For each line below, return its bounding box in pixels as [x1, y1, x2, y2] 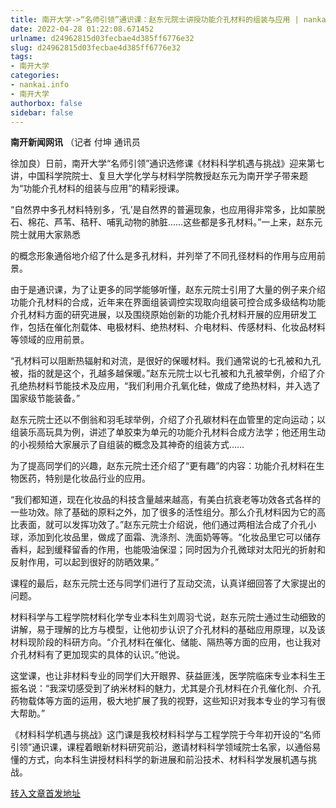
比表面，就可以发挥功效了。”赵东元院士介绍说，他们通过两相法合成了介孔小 [10, 519, 317, 531]
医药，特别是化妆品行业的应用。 [18, 472, 151, 485]
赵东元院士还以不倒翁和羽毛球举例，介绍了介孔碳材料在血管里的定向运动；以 [10, 414, 326, 426]
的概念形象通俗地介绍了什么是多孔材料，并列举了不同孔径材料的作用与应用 [10, 250, 317, 262]
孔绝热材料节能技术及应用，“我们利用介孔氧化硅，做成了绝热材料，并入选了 [10, 380, 322, 392]
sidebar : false [10, 107, 74, 118]
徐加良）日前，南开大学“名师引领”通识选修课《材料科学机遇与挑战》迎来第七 [10, 157, 325, 170]
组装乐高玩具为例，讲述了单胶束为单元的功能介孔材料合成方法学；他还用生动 [10, 426, 326, 438]
